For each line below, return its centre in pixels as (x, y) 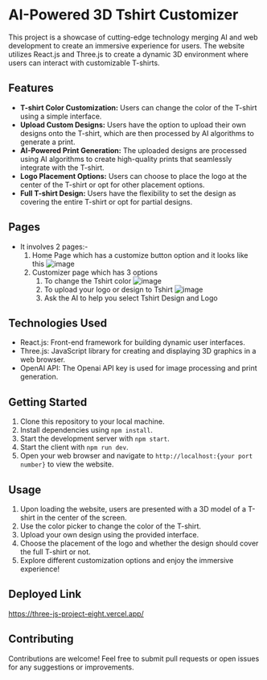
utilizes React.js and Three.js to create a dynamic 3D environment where (129, 54)
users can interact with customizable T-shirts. (84, 63)
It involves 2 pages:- (54, 247)
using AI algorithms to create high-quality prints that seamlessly (126, 159)
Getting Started (48, 402)
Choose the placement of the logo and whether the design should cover (139, 543)
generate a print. (47, 142)
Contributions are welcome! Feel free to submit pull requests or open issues (134, 658)
